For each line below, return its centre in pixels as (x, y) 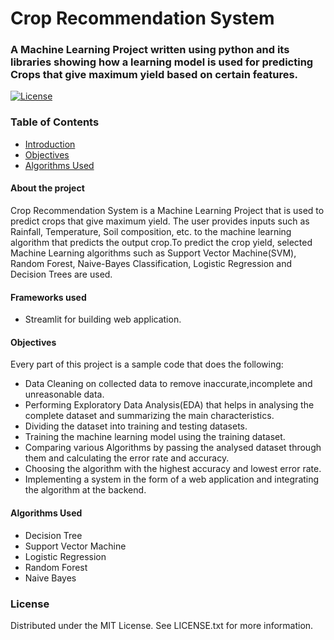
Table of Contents (55, 122)
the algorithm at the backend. (85, 490)
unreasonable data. (64, 394)
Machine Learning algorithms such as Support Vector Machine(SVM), (153, 253)
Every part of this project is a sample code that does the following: (147, 364)
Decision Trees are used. (61, 274)
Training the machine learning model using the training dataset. (155, 437)
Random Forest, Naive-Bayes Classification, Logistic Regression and (151, 263)
